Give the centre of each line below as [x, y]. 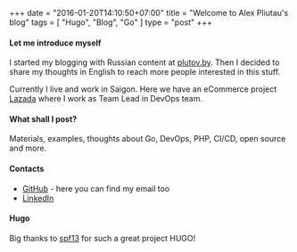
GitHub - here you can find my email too [96, 188]
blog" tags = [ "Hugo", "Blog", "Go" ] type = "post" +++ [111, 22]
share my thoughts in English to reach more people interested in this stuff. [145, 72]
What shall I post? [43, 118]
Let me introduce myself [55, 43]
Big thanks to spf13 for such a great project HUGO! [103, 238]
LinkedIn [38, 198]
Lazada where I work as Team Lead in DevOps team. [106, 99]
